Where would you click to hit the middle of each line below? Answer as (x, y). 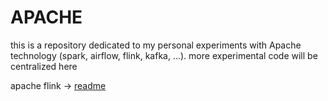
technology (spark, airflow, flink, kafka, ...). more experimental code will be (164, 55)
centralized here (44, 66)
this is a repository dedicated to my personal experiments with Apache (156, 45)
